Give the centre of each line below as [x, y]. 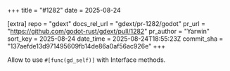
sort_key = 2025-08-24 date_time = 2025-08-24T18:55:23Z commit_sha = [115, 39]
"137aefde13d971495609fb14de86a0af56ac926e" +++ [87, 46]
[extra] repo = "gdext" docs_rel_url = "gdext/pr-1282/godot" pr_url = [107, 24]
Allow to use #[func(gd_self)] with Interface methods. [87, 60]
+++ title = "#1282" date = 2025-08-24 [64, 10]
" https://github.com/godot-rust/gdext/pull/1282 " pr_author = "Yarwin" [108, 31]
